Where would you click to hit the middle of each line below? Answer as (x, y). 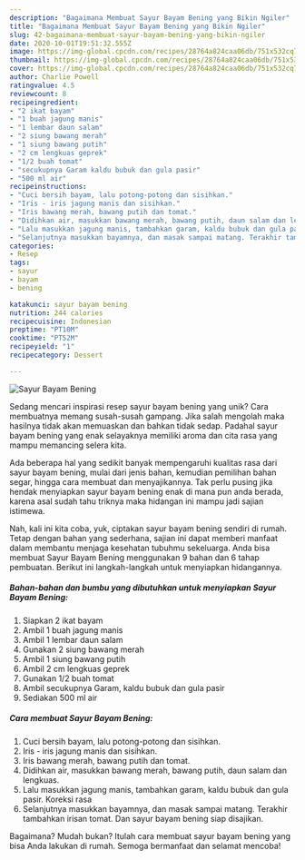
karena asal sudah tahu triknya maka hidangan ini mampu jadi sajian (137, 501)
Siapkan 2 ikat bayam (63, 620)
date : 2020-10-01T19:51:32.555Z (70, 43)
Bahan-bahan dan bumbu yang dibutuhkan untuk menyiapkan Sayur (143, 588)
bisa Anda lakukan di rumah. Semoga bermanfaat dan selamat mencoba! (145, 845)
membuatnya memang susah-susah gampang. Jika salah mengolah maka (147, 416)
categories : (32, 246)
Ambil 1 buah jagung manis (73, 630)
